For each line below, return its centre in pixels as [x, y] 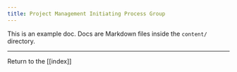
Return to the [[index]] [39, 61]
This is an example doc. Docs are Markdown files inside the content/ [107, 34]
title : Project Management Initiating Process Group [86, 14]
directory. [21, 41]
